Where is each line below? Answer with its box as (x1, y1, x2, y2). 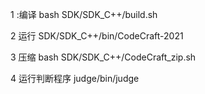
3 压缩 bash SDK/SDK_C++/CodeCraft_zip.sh (10, 51, 197, 63)
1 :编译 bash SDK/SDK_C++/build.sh (10, 9, 158, 20)
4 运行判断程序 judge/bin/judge (10, 73, 140, 84)
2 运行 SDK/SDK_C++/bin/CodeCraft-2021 (10, 30, 184, 42)
